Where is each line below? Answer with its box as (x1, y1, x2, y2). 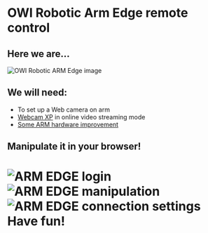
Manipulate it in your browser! (7, 140, 141, 152)
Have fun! (7, 213, 65, 229)
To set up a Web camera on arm (17, 105, 111, 114)
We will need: (7, 86, 68, 99)
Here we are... (7, 48, 70, 60)
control (7, 20, 50, 36)
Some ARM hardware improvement (17, 120, 119, 128)
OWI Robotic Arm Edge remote (7, 5, 188, 21)
